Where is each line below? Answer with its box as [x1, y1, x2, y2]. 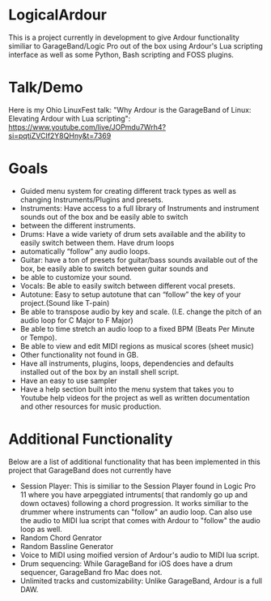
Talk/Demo [8, 79, 83, 97]
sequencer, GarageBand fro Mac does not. [19, 567, 163, 577]
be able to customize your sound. [19, 272, 132, 281]
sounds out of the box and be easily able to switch [19, 212, 188, 221]
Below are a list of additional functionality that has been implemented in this [8, 457, 260, 466]
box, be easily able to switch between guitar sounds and [19, 264, 209, 273]
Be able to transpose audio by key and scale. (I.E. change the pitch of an [19, 307, 262, 316]
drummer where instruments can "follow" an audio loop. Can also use [19, 507, 252, 517]
